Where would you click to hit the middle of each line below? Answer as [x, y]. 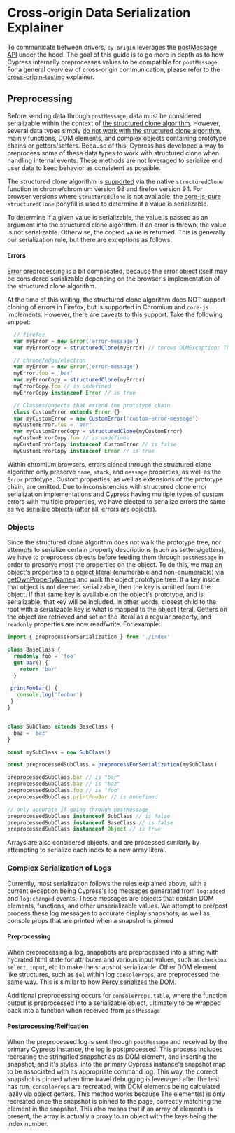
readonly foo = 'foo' [45, 656]
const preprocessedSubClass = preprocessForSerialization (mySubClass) [112, 765]
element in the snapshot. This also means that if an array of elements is [110, 1109]
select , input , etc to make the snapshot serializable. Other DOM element [112, 966]
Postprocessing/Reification [48, 1026]
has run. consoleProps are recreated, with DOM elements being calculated [114, 1086]
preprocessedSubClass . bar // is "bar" [64, 777]
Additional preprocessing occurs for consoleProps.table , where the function [117, 995]
